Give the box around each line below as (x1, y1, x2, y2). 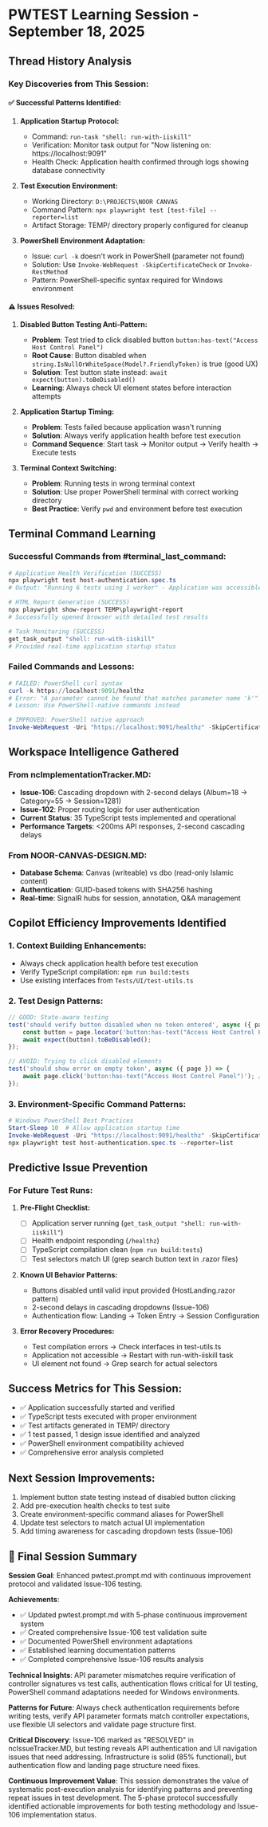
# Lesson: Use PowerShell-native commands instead (8, 702, 180, 710)
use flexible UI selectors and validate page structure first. (8, 1720, 197, 1730)
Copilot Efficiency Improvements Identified (8, 916, 227, 930)
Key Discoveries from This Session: (8, 78, 149, 89)
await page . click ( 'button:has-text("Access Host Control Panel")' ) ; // (22, 1073, 266, 1081)
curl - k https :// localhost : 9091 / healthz (8, 687, 145, 695)
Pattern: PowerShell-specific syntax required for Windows (31, 275, 223, 285)
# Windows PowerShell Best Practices (8, 1116, 134, 1125)
